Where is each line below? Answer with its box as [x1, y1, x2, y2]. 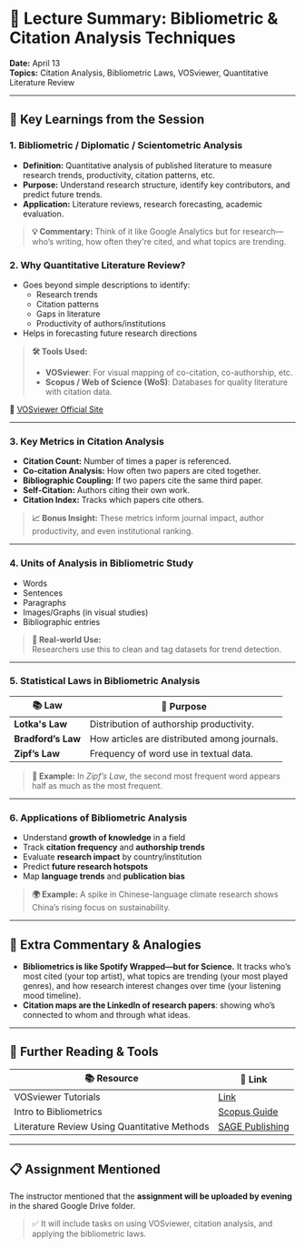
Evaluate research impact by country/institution [22, 851, 202, 862]
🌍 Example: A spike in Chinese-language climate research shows [31, 889, 279, 900]
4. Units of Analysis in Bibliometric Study [9, 557, 193, 569]
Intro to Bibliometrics [14, 1105, 103, 1118]
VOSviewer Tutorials [14, 1091, 101, 1103]
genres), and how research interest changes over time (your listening [22, 980, 281, 991]
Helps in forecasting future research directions [22, 327, 198, 338]
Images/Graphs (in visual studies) [22, 607, 149, 618]
